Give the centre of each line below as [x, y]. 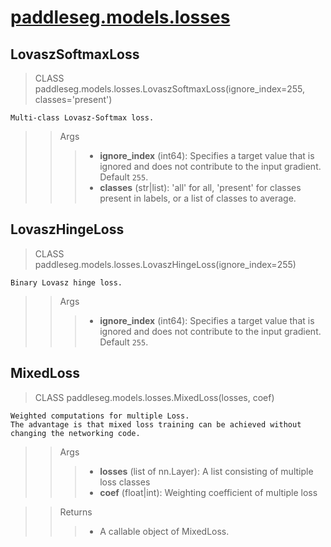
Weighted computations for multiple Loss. [100, 416]
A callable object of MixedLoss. [164, 531]
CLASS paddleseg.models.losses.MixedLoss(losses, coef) [154, 397]
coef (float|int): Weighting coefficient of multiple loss [208, 492]
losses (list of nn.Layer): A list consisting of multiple [206, 471]
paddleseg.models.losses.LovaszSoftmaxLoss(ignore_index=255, [170, 89]
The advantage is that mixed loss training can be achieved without [156, 424]
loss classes [125, 482]
